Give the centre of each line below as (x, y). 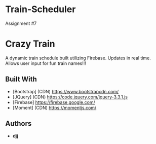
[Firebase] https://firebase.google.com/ (54, 102)
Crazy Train (30, 44)
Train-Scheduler (41, 9)
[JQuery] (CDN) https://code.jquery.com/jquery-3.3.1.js (70, 97)
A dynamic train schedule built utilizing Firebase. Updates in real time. (78, 58)
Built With (21, 79)
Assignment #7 (21, 23)
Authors (18, 123)
